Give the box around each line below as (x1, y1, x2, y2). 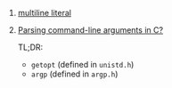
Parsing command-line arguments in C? (17, 25, 163, 35)
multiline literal (17, 8, 71, 18)
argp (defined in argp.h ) (30, 68, 119, 79)
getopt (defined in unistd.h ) (30, 60, 135, 69)
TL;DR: (17, 42, 44, 52)
